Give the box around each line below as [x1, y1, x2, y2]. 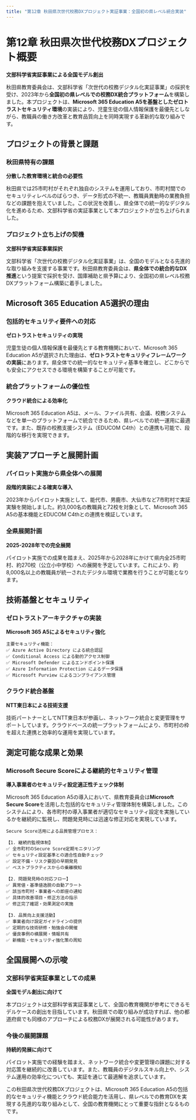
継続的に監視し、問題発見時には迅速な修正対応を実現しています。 [21, 816, 180, 823]
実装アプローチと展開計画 [6, 450, 98, 460]
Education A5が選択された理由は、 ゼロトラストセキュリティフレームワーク [6, 352, 187, 359]
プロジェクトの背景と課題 [6, 139, 98, 149]
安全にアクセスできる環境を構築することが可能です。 [11, 366, 139, 374]
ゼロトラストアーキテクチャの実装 [6, 614, 102, 622]
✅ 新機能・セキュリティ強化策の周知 [6, 937, 82, 943]
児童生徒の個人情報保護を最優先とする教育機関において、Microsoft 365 [6, 344, 178, 351]
